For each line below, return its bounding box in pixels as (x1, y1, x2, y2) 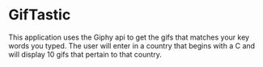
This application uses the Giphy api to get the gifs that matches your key (8, 32, 249, 42)
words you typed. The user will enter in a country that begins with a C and (8, 40, 256, 50)
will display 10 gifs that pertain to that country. (8, 49, 162, 59)
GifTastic (8, 6, 71, 24)
